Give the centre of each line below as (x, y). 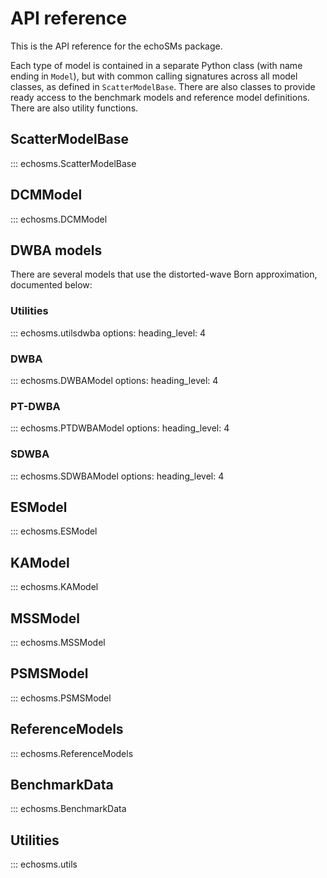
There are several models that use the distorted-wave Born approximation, (164, 274)
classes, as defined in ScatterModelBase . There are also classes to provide (163, 86)
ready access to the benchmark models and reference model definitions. (160, 97)
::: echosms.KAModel (54, 587)
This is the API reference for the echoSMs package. (116, 46)
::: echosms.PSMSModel (61, 698)
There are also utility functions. (74, 108)
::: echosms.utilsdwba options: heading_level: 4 (108, 333)
